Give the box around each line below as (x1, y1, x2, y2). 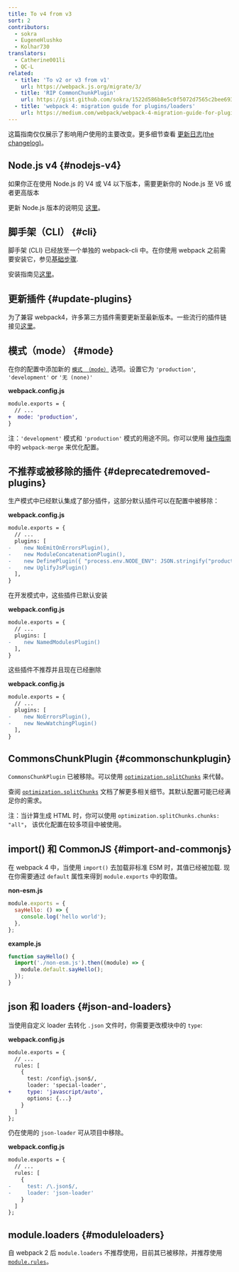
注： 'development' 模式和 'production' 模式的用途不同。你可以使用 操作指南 (8, 433, 231, 442)
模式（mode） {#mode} (8, 345, 114, 357)
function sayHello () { (8, 953, 75, 960)
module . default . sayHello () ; (21, 966, 104, 973)
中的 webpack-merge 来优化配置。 (8, 443, 103, 451)
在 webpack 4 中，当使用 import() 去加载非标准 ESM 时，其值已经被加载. (8, 863, 223, 872)
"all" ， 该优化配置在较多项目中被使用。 (8, 820, 126, 829)
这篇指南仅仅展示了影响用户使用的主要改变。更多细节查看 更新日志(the (8, 129, 215, 138)
